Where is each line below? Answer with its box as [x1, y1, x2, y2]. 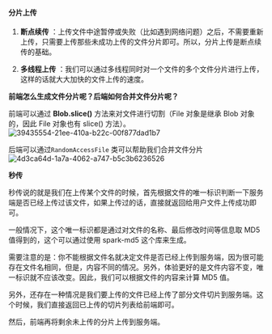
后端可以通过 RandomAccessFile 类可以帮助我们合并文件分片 [8, 145, 204, 154]
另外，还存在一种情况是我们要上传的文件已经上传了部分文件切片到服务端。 [8, 290, 257, 299]
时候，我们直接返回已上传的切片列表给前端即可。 [15, 300, 179, 310]
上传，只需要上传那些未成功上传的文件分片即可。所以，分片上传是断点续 [19, 37, 261, 47]
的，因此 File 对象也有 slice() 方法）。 [8, 119, 131, 129]
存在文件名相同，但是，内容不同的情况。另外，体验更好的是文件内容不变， [8, 263, 257, 273]
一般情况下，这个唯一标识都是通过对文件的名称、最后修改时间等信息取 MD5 [8, 225, 261, 235]
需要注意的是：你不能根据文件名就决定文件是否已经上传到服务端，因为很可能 [8, 252, 264, 262]
